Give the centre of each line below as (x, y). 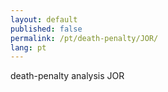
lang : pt (28, 47)
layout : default (44, 19)
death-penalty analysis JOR (67, 76)
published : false (46, 29)
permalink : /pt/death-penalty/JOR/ (84, 38)
